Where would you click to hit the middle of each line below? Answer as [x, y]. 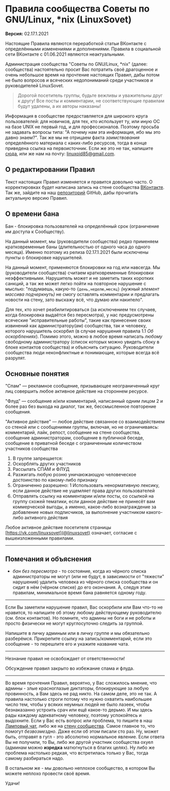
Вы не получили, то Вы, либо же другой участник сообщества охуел [79, 742]
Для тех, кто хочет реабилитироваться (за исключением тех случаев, [81, 309]
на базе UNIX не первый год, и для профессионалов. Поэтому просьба [82, 127]
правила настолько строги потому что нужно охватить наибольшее [79, 699]
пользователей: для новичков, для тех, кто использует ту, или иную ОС [83, 121]
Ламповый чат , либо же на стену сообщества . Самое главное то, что [80, 726]
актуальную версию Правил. [37, 198]
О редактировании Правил [50, 169]
